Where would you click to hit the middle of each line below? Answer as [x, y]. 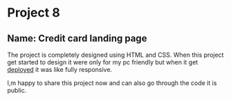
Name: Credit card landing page [77, 38]
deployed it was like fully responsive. [60, 70]
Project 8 [34, 13]
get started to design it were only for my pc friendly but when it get [103, 62]
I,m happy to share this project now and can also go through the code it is [112, 83]
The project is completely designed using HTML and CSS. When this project [115, 55]
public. [17, 90]
